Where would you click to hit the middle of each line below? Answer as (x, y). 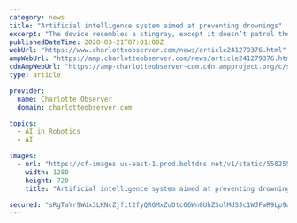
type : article (35, 75)
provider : (27, 91)
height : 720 (47, 181)
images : (23, 156)
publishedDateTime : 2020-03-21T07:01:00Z (87, 42)
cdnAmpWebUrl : (35, 67)
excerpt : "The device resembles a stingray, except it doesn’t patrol (142, 34)
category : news (37, 17)
